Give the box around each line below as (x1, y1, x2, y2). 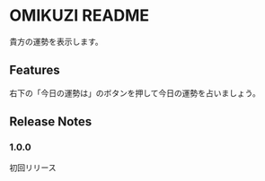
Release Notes (9, 114, 93, 130)
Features (9, 63, 60, 78)
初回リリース (9, 162, 57, 173)
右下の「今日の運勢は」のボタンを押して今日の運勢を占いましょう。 (9, 87, 261, 99)
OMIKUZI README (9, 5, 150, 26)
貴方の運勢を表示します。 (9, 36, 103, 47)
